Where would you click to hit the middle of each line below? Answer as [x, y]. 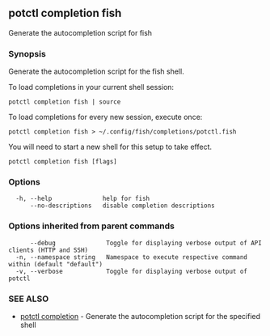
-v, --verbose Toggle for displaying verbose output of [132, 271]
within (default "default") [56, 264]
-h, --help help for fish [83, 199]
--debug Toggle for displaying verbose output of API [146, 243]
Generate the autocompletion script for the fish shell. [96, 71]
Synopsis [27, 53]
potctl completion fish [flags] [63, 162]
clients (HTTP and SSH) [49, 250]
